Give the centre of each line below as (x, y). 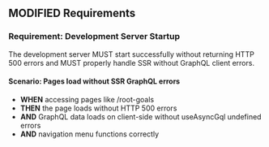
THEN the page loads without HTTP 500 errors (98, 108)
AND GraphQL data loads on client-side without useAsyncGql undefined (141, 116)
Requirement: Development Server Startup (94, 37)
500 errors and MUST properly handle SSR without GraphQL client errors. (132, 63)
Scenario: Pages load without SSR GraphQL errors (94, 81)
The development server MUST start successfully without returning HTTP (132, 54)
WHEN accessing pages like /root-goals (87, 99)
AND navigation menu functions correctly (90, 134)
